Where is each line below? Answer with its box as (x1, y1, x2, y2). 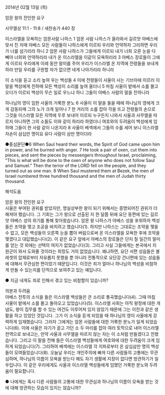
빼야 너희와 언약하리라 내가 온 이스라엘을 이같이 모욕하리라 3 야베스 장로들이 (5, 54, 151, 60)
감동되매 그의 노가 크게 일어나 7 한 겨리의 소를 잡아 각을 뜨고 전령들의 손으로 (10, 106, 156, 112)
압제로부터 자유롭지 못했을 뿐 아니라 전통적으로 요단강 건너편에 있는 (18, 255, 147, 260)
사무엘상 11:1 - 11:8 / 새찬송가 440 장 (5, 25, 75, 31)
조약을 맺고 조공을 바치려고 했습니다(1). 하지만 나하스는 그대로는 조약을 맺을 (14, 224, 159, 230)
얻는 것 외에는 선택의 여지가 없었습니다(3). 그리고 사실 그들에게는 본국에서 (10, 242, 152, 248)
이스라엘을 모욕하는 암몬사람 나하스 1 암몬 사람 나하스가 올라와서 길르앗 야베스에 (5, 36, 158, 41)
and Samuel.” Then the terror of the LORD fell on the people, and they (5, 162, 146, 168)
